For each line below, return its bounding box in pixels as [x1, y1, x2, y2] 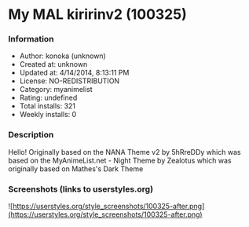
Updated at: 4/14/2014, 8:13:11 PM [19, 68, 130, 78]
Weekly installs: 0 [19, 110, 77, 119]
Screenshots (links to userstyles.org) [8, 183, 154, 194]
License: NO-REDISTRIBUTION [19, 76, 120, 86]
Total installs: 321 [19, 101, 76, 111]
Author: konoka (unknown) [19, 51, 106, 60]
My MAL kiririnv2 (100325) [8, 5, 187, 24]
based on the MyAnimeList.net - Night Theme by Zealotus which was [8, 156, 232, 165]
